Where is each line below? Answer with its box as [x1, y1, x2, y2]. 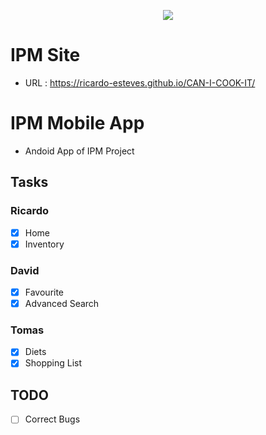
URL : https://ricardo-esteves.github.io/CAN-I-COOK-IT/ [24, 76, 256, 89]
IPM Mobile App [10, 112, 145, 135]
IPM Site [10, 44, 81, 67]
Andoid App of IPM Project [24, 145, 135, 157]
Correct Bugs [24, 413, 81, 425]
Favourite [24, 286, 65, 298]
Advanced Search [24, 298, 100, 310]
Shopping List [24, 357, 83, 369]
